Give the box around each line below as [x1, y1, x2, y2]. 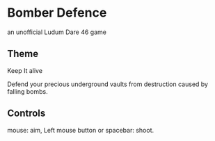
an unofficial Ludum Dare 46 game [7, 28, 106, 36]
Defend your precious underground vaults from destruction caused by [7, 80, 209, 88]
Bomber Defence [7, 5, 107, 21]
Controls [7, 108, 46, 119]
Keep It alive [7, 66, 43, 74]
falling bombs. [7, 87, 49, 95]
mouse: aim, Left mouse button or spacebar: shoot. [7, 126, 154, 134]
